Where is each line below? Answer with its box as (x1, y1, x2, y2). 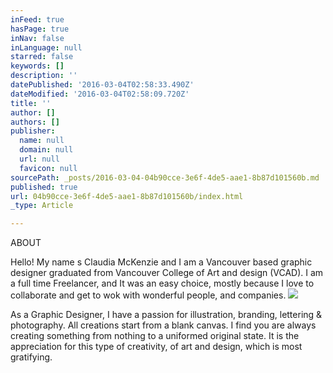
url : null (19, 154, 60, 164)
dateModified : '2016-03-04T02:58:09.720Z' (10, 89, 190, 99)
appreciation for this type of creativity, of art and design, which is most (10, 341, 303, 353)
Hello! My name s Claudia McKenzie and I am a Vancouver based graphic (10, 256, 313, 268)
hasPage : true (10, 24, 70, 34)
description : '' (10, 71, 78, 81)
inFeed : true (10, 14, 65, 25)
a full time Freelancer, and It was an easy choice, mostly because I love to (10, 277, 315, 290)
